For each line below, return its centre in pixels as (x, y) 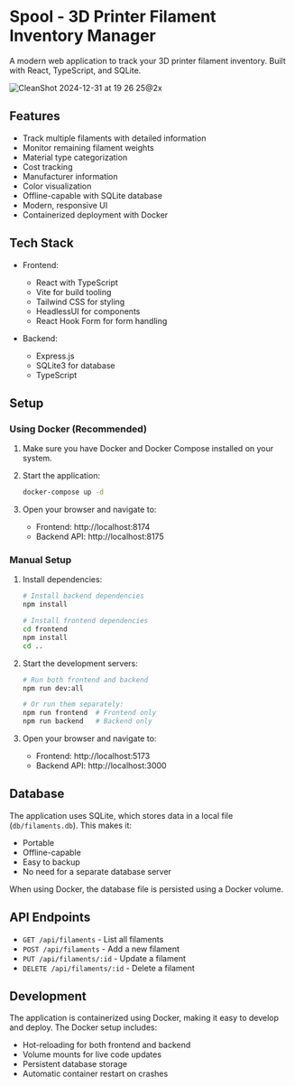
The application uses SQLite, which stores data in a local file (121, 815)
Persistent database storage (75, 1064)
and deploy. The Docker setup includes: (83, 1027)
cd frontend (45, 629)
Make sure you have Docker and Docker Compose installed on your (148, 449)
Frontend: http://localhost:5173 (93, 756)
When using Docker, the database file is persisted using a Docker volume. (147, 889)
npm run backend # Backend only (87, 721)
